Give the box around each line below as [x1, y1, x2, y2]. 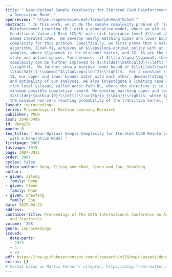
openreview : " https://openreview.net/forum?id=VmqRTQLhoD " [5, 17, 139, 22]
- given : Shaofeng [5, 193, 45, 198]
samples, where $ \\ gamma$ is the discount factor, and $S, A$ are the [10, 50, 164, 55]
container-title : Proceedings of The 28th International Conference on [5, 212, 161, 217]
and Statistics [10, 217, 42, 222]
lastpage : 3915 [5, 145, 38, 151]
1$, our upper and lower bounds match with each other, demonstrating [10, 74, 164, 79]
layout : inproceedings [5, 103, 54, 108]
